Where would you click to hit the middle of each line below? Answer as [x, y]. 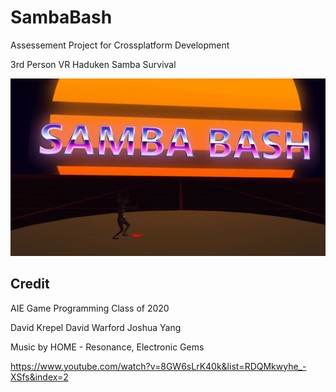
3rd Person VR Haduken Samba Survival [93, 64]
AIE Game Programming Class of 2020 [90, 308]
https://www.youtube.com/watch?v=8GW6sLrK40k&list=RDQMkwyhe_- [158, 366]
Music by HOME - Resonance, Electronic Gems [107, 347]
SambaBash [61, 17]
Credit [30, 284]
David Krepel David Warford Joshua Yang [96, 327]
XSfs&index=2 [39, 377]
